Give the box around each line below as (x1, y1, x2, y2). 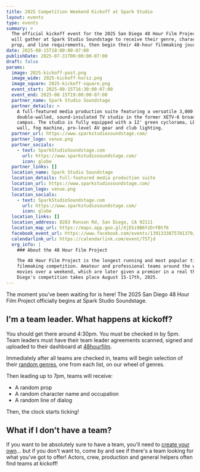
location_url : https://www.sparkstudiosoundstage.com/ (11, 181, 151, 187)
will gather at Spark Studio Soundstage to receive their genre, (11, 36, 177, 42)
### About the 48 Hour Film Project (17, 247, 108, 253)
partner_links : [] (11, 164, 58, 170)
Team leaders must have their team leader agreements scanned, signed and (6, 336, 193, 343)
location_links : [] (11, 214, 60, 220)
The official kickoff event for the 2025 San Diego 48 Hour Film (11, 31, 177, 37)
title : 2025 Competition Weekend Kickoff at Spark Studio (6, 8, 153, 15)
